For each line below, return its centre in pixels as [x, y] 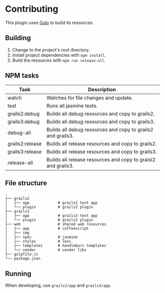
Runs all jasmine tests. [72, 105]
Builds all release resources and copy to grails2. [102, 144]
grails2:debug [24, 114]
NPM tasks [22, 76]
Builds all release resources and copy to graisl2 [101, 159]
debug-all [19, 132]
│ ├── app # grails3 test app [51, 216]
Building [18, 38]
